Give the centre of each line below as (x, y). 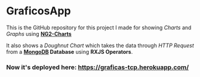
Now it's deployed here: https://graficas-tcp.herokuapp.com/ (98, 67)
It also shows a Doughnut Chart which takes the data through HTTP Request (100, 45)
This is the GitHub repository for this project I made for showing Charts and (99, 27)
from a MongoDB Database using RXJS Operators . (70, 51)
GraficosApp (39, 11)
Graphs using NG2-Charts (39, 33)
